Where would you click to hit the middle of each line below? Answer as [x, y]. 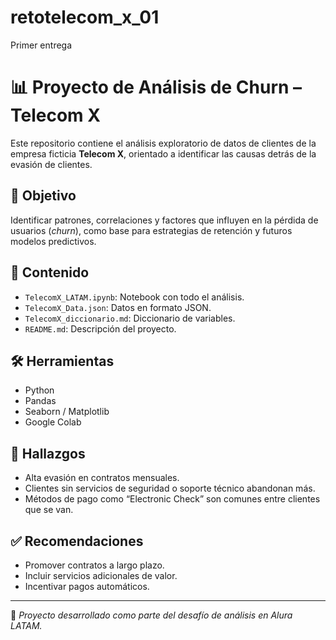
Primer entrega [41, 45]
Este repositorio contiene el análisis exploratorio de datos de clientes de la [163, 143]
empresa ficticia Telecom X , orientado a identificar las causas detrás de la [163, 153]
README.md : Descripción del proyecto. [100, 328]
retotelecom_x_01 [85, 17]
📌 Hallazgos [48, 453]
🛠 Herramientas [62, 361]
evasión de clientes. [51, 164]
